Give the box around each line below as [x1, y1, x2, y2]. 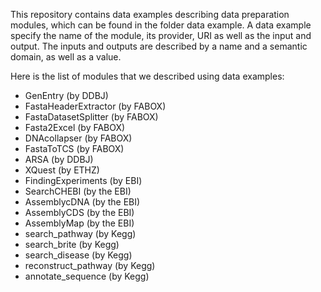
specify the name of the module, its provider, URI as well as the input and [10, 30, 312, 41]
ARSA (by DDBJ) [24, 154, 94, 165]
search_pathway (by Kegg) [24, 228, 137, 239]
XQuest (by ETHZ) [24, 164, 100, 176]
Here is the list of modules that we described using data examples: [10, 70, 285, 82]
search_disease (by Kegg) [24, 249, 133, 261]
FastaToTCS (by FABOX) [24, 143, 125, 154]
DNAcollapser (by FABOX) [24, 132, 133, 144]
